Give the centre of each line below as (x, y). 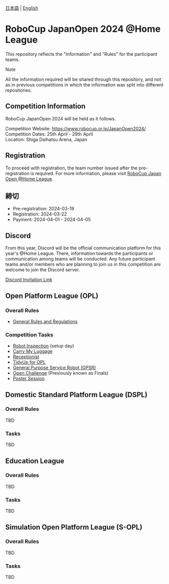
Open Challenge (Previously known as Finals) (60, 373)
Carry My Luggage (33, 351)
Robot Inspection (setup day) (43, 346)
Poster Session (29, 379)
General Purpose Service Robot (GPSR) (54, 367)
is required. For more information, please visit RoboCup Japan (96, 173)
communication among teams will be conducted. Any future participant (80, 259)
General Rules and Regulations (45, 321)
